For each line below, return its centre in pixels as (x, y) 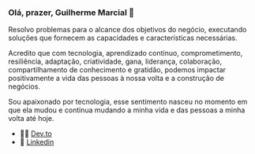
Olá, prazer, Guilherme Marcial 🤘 (71, 13)
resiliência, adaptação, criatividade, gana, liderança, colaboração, (115, 61)
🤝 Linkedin (37, 142)
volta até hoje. (31, 119)
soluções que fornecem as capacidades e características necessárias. (123, 38)
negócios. (24, 86)
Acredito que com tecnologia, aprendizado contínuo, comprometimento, (126, 53)
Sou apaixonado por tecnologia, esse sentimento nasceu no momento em (128, 102)
